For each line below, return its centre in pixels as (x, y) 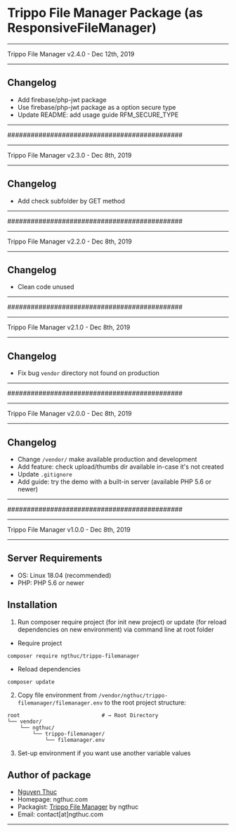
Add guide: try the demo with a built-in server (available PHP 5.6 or (114, 481)
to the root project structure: (145, 702)
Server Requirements (55, 559)
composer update (31, 682)
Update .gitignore (45, 474)
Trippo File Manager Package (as (105, 13)
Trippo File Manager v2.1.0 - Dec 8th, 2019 (69, 327)
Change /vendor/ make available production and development (107, 459)
